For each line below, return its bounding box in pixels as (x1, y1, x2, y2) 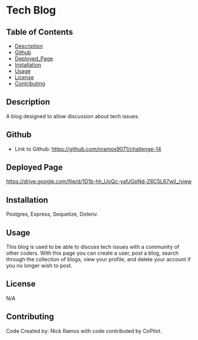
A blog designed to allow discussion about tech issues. (6, 112, 140, 119)
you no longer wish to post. (6, 262, 72, 269)
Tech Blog (6, 4, 56, 17)
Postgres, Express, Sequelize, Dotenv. (6, 211, 98, 218)
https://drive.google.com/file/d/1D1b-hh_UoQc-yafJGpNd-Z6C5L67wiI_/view (6, 178, 192, 185)
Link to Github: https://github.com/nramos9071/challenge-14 (14, 145, 161, 152)
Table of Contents (6, 27, 74, 37)
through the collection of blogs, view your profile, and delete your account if (6, 256, 192, 263)
